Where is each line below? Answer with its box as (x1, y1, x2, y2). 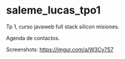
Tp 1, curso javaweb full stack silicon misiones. (6, 23, 120, 30)
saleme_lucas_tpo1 (6, 4, 101, 17)
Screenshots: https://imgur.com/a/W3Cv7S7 (6, 45, 114, 53)
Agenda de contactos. (6, 34, 60, 41)
